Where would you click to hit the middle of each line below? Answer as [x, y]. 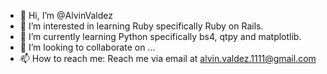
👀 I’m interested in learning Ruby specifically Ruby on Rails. [141, 26]
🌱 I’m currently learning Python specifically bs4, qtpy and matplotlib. [160, 36]
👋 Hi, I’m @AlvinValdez [66, 15]
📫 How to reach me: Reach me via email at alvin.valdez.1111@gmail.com [168, 58]
